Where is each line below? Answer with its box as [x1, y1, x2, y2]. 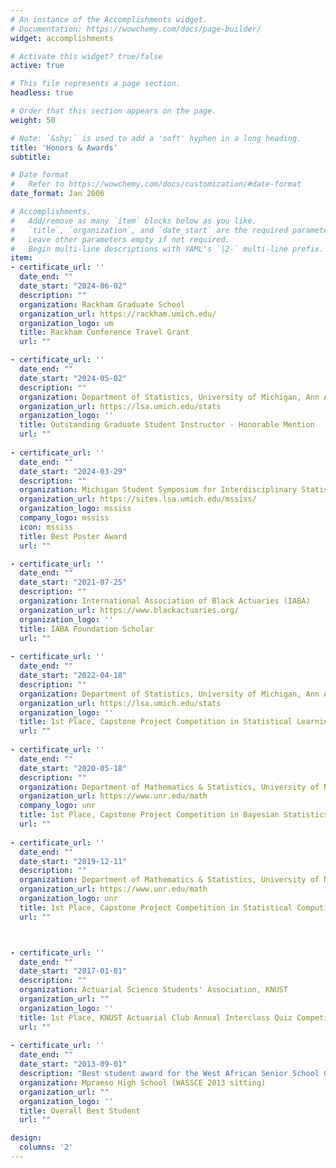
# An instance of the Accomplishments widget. [10, 14, 208, 25]
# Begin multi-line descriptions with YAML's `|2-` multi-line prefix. [10, 244, 325, 254]
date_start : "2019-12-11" [19, 856, 128, 866]
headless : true [10, 88, 74, 98]
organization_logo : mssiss [19, 504, 132, 514]
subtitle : [10, 152, 52, 162]
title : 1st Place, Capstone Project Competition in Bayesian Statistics [19, 810, 329, 820]
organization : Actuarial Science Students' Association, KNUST [19, 985, 288, 995]
